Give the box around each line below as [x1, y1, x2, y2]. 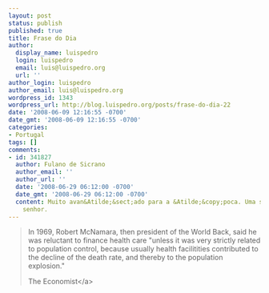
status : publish [8, 19, 62, 27]
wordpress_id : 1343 [8, 94, 74, 102]
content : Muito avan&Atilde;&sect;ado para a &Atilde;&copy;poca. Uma [15, 198, 256, 206]
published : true [8, 26, 62, 34]
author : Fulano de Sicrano [15, 161, 106, 169]
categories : [8, 123, 48, 131]
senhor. [22, 205, 48, 213]
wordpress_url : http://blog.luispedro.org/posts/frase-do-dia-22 [8, 101, 231, 109]
